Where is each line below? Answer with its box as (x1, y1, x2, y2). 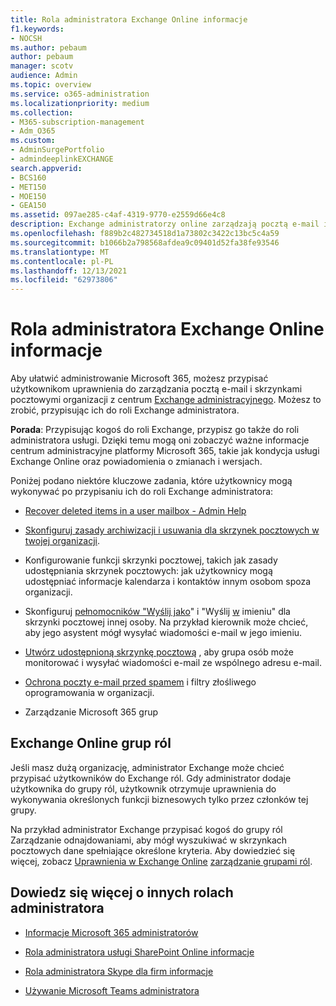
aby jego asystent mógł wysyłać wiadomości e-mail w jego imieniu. (24, 627, 303, 639)
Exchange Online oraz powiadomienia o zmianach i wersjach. (10, 456, 263, 468)
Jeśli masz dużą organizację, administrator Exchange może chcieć (10, 761, 285, 773)
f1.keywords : (10, 24, 65, 34)
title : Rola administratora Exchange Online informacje (10, 14, 248, 25)
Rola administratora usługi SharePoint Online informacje (24, 946, 255, 958)
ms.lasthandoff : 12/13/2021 (10, 266, 128, 276)
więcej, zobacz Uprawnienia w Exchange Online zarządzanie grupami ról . (10, 855, 313, 867)
